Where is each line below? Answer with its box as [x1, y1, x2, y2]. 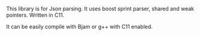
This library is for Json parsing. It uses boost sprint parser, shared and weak [6, 5, 195, 12]
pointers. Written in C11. [6, 11, 65, 19]
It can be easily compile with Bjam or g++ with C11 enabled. [6, 23, 153, 30]
